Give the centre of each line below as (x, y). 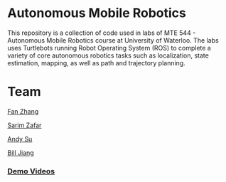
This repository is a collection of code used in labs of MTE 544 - (102, 33)
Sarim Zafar (25, 125)
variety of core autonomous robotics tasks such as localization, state (108, 55)
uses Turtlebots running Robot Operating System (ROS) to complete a (109, 48)
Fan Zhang (23, 111)
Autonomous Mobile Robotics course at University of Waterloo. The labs (113, 40)
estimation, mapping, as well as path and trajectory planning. (97, 63)
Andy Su (20, 139)
